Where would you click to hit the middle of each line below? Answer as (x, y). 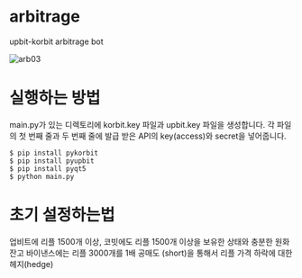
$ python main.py (42, 176)
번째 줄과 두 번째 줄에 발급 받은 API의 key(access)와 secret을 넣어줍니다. (157, 136)
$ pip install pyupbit (52, 161)
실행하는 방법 (55, 99)
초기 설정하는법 (62, 215)
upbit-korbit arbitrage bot (56, 41)
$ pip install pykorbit (54, 153)
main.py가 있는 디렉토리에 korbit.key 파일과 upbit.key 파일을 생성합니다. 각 (142, 124)
